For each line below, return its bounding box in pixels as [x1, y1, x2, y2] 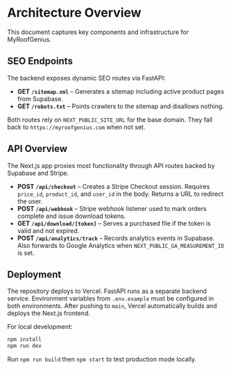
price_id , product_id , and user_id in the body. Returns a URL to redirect [17, 190, 224, 198]
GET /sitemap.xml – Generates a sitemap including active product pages [17, 87, 224, 95]
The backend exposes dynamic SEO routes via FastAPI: [7, 74, 166, 82]
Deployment [7, 269, 62, 280]
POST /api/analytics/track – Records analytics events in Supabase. [17, 234, 215, 242]
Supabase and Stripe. [7, 169, 69, 177]
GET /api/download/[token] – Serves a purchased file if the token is [17, 219, 212, 227]
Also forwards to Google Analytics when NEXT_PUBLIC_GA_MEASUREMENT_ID [17, 241, 224, 249]
